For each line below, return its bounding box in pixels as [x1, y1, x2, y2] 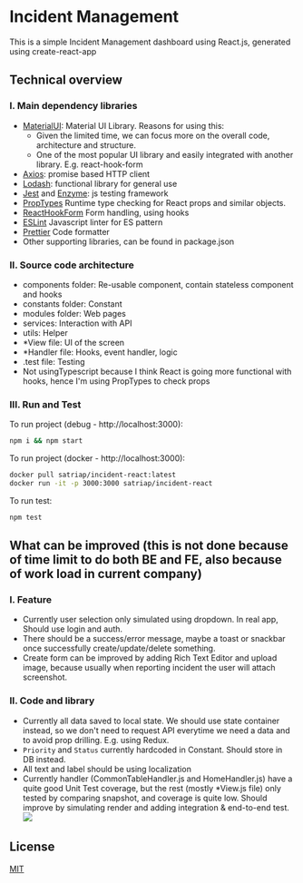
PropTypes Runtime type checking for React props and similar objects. [22, 197, 287, 208]
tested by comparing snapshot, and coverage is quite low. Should [22, 792, 268, 803]
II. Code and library [9, 694, 95, 707]
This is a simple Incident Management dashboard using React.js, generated [9, 36, 291, 47]
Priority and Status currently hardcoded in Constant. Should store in [22, 744, 283, 755]
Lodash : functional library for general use [22, 178, 178, 189]
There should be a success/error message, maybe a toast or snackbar [22, 633, 286, 644]
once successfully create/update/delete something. [22, 643, 216, 654]
